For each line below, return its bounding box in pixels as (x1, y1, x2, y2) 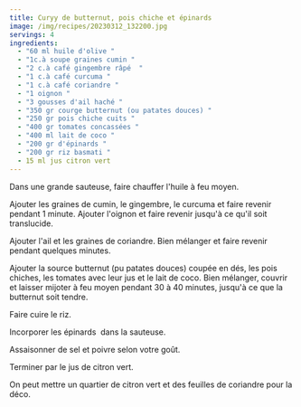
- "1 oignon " (17, 89, 71, 98)
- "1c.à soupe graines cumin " (17, 55, 136, 64)
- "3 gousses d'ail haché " (17, 97, 124, 107)
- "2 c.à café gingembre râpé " (17, 64, 144, 73)
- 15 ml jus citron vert (17, 156, 111, 166)
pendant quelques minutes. (9, 245, 111, 256)
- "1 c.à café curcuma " (17, 72, 111, 81)
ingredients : (9, 38, 59, 48)
